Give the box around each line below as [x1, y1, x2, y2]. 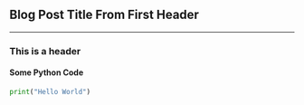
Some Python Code [9, 67, 84, 78]
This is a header [9, 44, 81, 57]
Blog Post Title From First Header [9, 7, 199, 23]
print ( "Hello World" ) [9, 87, 91, 96]
